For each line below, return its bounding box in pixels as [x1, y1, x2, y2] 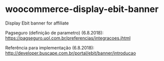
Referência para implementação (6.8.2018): [5, 44, 94, 50]
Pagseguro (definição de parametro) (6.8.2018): [5, 29, 104, 35]
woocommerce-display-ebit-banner [5, 3, 159, 15]
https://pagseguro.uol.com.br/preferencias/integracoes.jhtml [5, 35, 131, 41]
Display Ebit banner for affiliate [5, 20, 69, 26]
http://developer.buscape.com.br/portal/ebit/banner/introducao [5, 50, 136, 56]
